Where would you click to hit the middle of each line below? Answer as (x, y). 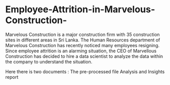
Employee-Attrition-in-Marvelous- (80, 9)
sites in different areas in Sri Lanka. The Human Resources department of (83, 40)
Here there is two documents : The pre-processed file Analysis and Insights (85, 71)
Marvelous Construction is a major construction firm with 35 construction (83, 34)
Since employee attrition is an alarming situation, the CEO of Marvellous (81, 51)
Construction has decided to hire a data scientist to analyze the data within (84, 56)
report (12, 77)
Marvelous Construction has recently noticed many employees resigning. (82, 45)
